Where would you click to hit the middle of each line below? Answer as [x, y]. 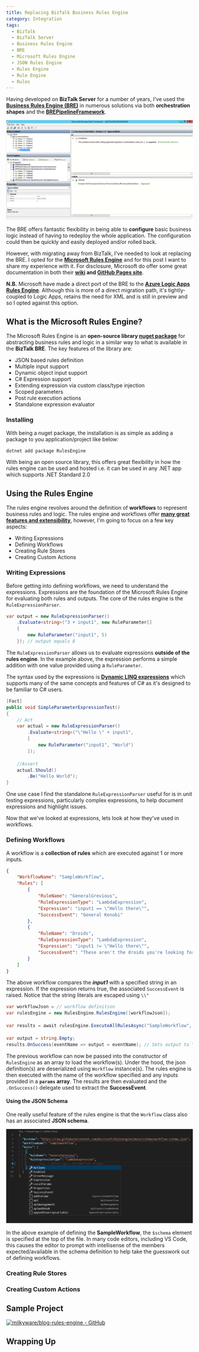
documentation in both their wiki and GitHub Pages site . [75, 272]
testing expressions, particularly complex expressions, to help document [95, 801]
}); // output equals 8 [46, 642]
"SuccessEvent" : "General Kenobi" [80, 915]
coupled [16, 297]
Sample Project [35, 1308]
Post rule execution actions [48, 398]
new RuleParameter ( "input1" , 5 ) [68, 635]
